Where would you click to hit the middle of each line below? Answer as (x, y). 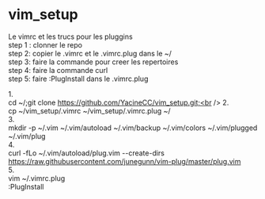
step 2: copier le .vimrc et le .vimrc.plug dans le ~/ (90, 53)
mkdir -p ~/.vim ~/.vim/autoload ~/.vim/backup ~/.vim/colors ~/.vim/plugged (133, 128)
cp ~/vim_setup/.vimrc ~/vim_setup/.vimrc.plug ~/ (90, 111)
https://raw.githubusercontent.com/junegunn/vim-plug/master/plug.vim (125, 161)
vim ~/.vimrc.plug (37, 178)
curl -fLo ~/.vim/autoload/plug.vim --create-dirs (86, 153)
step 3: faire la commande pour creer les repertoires (93, 62)
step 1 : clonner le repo (45, 44)
